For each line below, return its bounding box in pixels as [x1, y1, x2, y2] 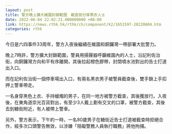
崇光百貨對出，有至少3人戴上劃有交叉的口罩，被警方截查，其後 [32, 99, 165, 105]
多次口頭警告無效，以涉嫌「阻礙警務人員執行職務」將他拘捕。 [18, 123, 149, 129]
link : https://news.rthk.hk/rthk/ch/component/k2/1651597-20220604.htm [5, 21, 161, 27]
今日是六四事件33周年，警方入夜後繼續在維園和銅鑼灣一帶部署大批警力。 [5, 41, 159, 48]
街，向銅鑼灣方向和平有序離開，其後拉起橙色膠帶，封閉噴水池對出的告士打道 [5, 58, 167, 64]
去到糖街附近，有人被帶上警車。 [5, 106, 73, 112]
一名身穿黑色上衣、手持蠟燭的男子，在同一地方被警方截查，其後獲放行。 [5, 93, 158, 99]
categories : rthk [5, 27, 42, 32]
